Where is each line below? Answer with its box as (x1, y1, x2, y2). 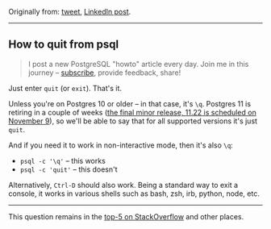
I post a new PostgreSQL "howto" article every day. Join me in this (27, 59, 249, 69)
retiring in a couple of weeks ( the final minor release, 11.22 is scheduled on (8, 107, 256, 117)
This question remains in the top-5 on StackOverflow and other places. (8, 211, 244, 221)
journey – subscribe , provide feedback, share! (27, 68, 181, 77)
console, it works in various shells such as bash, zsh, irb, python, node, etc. (8, 189, 260, 198)
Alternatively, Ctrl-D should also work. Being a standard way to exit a (8, 180, 239, 189)
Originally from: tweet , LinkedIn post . (8, 7, 131, 16)
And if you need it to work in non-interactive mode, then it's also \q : (8, 140, 234, 150)
